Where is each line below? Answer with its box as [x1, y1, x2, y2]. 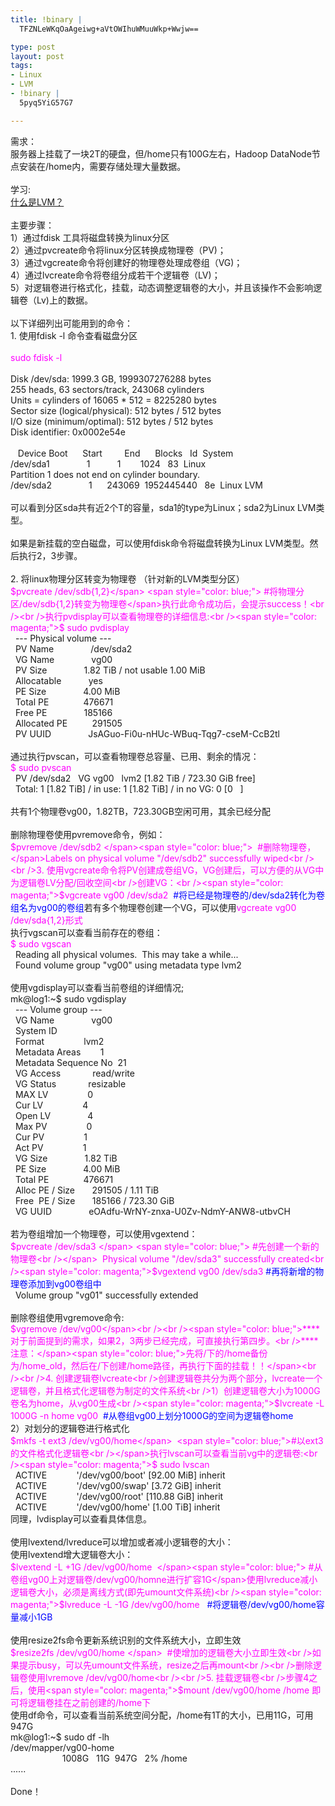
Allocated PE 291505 [14, 717, 123, 729]
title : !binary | [10, 14, 83, 25]
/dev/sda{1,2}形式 [10, 914, 83, 926]
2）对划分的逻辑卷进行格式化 [10, 1422, 130, 1434]
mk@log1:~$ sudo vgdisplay [10, 992, 127, 1005]
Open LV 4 [14, 1109, 94, 1121]
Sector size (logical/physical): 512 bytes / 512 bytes [10, 404, 222, 416]
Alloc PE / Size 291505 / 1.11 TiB [14, 1184, 160, 1196]
